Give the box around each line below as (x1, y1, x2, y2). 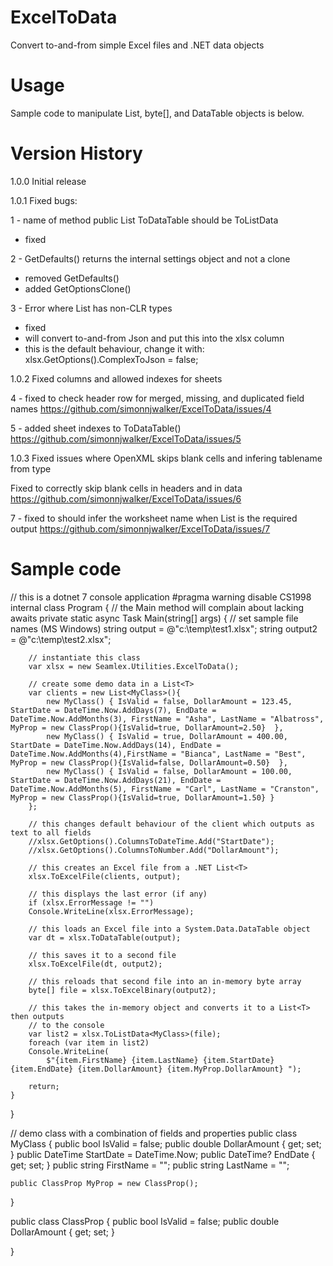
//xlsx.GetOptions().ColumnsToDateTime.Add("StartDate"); (28, 836, 275, 846)
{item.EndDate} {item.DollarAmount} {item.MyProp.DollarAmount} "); (10, 1064, 302, 1074)
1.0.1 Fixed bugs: (10, 194, 78, 206)
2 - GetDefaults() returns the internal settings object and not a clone (10, 252, 291, 265)
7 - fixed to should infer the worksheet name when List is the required (10, 512, 298, 524)
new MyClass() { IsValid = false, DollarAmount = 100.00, (46, 766, 293, 776)
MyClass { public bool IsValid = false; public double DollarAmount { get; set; (10, 1137, 322, 1150)
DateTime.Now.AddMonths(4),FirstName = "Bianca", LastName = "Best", (10, 749, 307, 759)
